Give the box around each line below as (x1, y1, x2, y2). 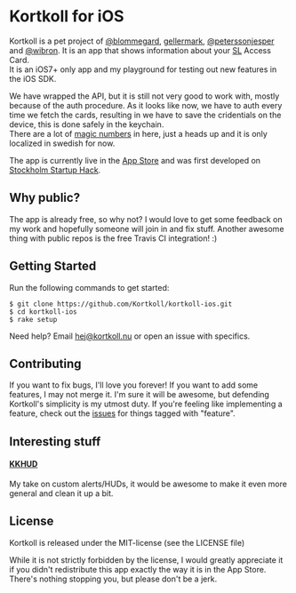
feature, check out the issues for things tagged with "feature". (9, 408, 236, 419)
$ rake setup (9, 315, 58, 324)
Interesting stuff (9, 434, 101, 449)
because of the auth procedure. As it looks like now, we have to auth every (9, 100, 283, 110)
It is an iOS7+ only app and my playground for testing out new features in (9, 64, 277, 75)
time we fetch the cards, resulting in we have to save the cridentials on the (9, 109, 282, 120)
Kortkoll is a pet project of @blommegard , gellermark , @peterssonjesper (9, 36, 275, 46)
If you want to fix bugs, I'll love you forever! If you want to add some (9, 380, 259, 390)
